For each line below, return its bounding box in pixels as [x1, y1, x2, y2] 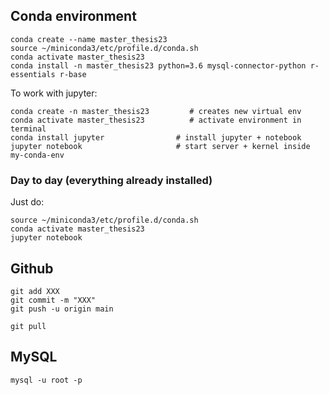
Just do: [10, 196, 45, 208]
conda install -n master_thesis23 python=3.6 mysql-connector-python [10, 60, 307, 71]
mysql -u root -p [10, 375, 83, 385]
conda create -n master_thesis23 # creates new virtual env [10, 106, 302, 116]
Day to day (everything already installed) [10, 173, 213, 187]
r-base [59, 69, 87, 79]
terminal [10, 124, 47, 134]
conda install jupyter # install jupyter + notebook [10, 132, 302, 143]
